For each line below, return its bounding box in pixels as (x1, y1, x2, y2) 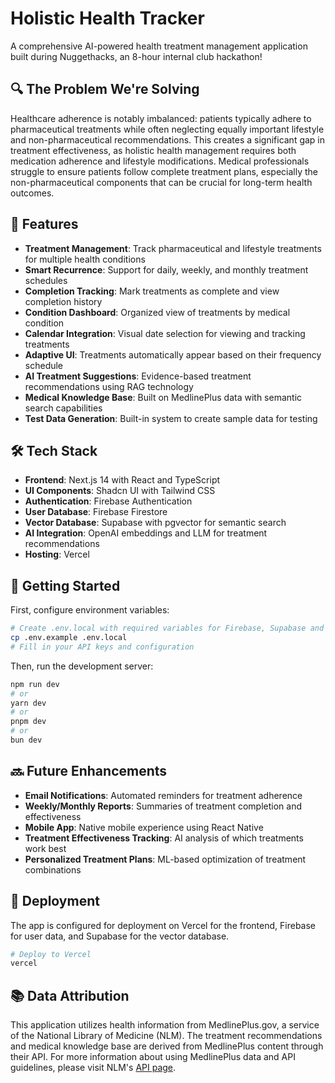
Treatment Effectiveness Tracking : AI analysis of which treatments (24, 832, 304, 844)
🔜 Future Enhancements (10, 763, 168, 780)
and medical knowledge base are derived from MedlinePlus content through (10, 1040, 324, 1052)
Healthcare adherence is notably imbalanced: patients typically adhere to (10, 112, 312, 124)
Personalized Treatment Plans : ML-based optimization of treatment (24, 853, 307, 865)
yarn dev (10, 698, 47, 708)
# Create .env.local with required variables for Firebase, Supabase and (10, 623, 325, 634)
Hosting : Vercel (24, 548, 90, 561)
